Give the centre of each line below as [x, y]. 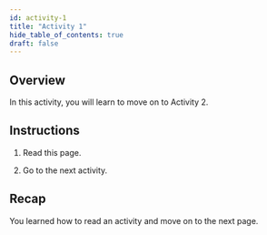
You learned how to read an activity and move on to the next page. [134, 220]
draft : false [34, 43]
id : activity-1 [38, 18]
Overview [38, 80]
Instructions [44, 131]
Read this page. [52, 152]
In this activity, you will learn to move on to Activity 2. [109, 102]
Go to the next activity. [65, 170]
